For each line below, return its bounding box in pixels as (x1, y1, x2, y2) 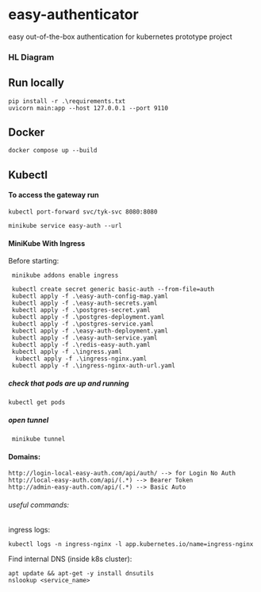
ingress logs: (8, 525, 50, 534)
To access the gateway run (8, 190, 99, 200)
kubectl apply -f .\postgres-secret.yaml (11, 306, 151, 314)
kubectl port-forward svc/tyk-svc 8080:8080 (8, 208, 158, 216)
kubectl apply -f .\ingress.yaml (11, 348, 123, 356)
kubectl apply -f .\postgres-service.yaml (11, 320, 155, 329)
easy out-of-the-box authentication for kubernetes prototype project (8, 32, 232, 41)
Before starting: (8, 256, 59, 266)
